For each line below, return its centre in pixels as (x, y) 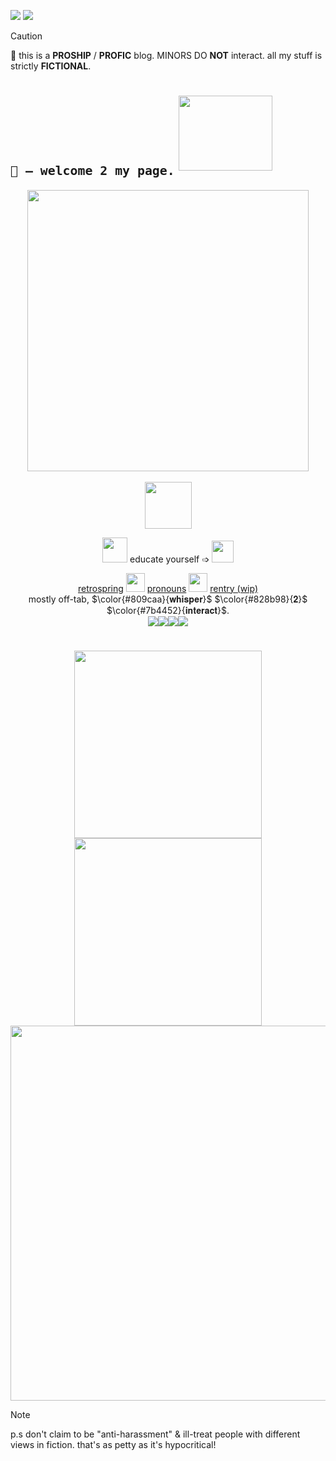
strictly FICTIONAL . (51, 66)
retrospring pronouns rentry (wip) (168, 588)
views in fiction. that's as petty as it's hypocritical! (113, 1444)
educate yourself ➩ (169, 559)
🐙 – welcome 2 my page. (92, 171)
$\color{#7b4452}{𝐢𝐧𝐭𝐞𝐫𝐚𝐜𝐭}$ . (168, 610)
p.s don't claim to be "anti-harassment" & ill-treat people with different (155, 1434)
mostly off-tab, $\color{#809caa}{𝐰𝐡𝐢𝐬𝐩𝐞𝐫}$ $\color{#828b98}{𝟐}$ (168, 599)
